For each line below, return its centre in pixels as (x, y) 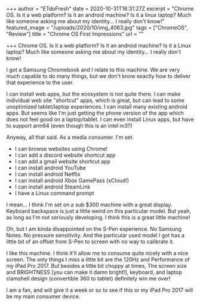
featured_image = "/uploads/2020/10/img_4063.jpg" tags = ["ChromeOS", (97, 27)
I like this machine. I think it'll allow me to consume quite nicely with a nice (97, 253)
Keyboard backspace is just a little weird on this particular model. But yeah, (99, 211)
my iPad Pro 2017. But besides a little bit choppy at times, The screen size (96, 266)
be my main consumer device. (43, 296)
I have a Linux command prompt (54, 193)
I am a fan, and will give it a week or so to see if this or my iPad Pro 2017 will (100, 290)
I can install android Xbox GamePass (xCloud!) (72, 180)
